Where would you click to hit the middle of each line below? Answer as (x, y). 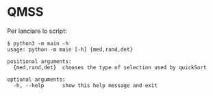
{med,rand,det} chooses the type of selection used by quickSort (110, 67)
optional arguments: (37, 80)
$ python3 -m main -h (38, 43)
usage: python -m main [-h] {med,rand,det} (70, 49)
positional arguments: (39, 61)
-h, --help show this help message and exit (85, 85)
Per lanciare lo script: (37, 31)
